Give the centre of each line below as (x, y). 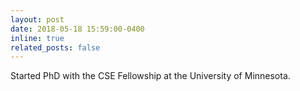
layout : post (37, 19)
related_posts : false (55, 47)
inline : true (37, 38)
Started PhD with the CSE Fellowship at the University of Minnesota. (150, 76)
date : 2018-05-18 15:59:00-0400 (77, 29)
